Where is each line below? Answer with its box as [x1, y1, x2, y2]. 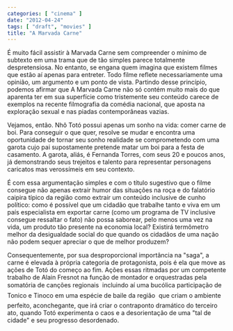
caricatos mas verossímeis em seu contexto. [7, 165, 135, 173]
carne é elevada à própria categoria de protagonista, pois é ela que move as [7, 258, 226, 267]
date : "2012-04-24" [7, 17, 64, 24]
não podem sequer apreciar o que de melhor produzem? [7, 237, 169, 246]
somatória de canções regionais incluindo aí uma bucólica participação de [7, 281, 222, 289]
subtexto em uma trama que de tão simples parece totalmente [7, 56, 186, 65]
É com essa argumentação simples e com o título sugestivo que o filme [7, 178, 211, 187]
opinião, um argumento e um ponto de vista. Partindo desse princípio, [7, 78, 207, 87]
